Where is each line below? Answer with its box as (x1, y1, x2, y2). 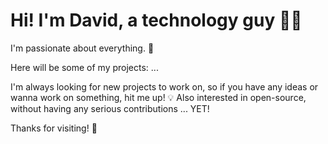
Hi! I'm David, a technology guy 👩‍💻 (10, 9, 303, 32)
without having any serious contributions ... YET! (10, 102, 210, 114)
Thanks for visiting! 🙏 (10, 122, 98, 134)
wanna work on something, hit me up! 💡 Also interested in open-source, (10, 91, 307, 103)
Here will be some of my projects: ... (10, 61, 159, 73)
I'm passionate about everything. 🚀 (10, 42, 155, 54)
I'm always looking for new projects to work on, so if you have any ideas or (10, 80, 319, 93)
